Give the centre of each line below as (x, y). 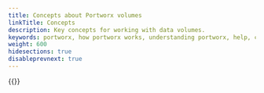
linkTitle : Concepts (42, 23)
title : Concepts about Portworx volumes (75, 15)
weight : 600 (27, 45)
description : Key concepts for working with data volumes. (107, 30)
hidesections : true (40, 52)
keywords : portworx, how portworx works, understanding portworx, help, (130, 37)
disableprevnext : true (45, 59)
